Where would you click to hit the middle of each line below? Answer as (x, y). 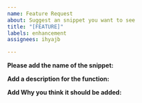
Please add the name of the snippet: (61, 65)
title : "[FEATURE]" (35, 26)
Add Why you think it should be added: (64, 93)
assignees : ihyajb (34, 40)
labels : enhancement (37, 33)
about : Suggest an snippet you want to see (71, 20)
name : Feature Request (40, 14)
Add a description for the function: (58, 79)
